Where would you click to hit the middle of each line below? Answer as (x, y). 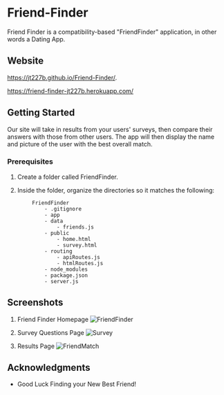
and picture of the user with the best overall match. (80, 144)
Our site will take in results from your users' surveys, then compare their (110, 129)
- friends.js (75, 227)
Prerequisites (30, 162)
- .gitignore (63, 209)
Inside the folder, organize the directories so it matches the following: (116, 190)
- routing (58, 251)
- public (57, 233)
